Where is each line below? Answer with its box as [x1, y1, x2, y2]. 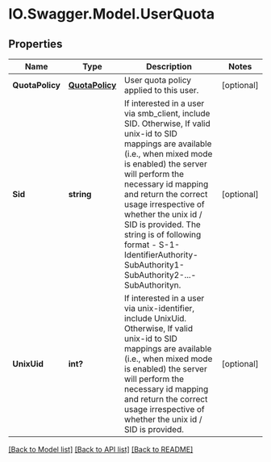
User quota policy [123, 74, 192, 86]
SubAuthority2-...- [123, 270, 197, 280]
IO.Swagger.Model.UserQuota [8, 5, 215, 23]
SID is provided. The [123, 219, 202, 230]
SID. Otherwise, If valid [123, 118, 211, 129]
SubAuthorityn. [123, 279, 181, 291]
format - [123, 239, 157, 250]
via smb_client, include [123, 108, 211, 119]
